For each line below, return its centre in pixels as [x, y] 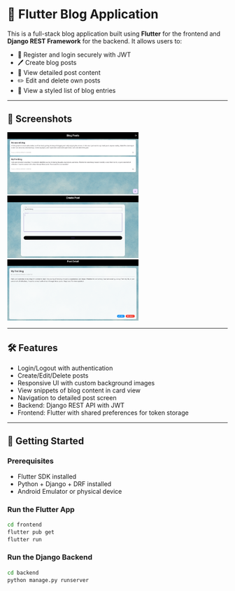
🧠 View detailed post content [59, 72]
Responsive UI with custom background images [86, 383]
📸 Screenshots [40, 119]
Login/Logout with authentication [65, 368]
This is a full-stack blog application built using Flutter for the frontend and [114, 34]
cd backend [23, 573]
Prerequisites [30, 461]
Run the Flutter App [41, 509]
